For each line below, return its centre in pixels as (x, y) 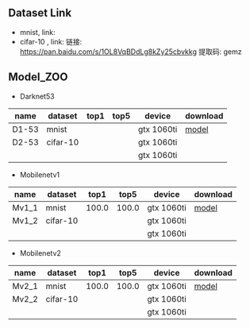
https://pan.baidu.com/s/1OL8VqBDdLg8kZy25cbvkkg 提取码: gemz (131, 52)
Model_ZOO (38, 77)
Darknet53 (37, 96)
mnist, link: (37, 32)
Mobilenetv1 (40, 175)
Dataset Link (40, 13)
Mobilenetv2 (40, 253)
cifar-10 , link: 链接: (51, 41)
